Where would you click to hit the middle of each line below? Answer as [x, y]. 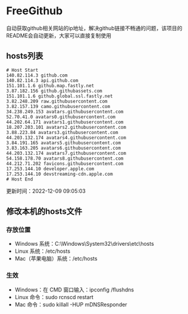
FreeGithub [35, 11]
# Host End [20, 179]
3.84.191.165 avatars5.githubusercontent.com [63, 143]
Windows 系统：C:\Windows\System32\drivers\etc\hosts [84, 244]
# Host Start [22, 70]
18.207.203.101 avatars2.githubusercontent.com [66, 127]
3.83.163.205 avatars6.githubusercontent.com [63, 148]
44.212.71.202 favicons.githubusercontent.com [65, 164]
